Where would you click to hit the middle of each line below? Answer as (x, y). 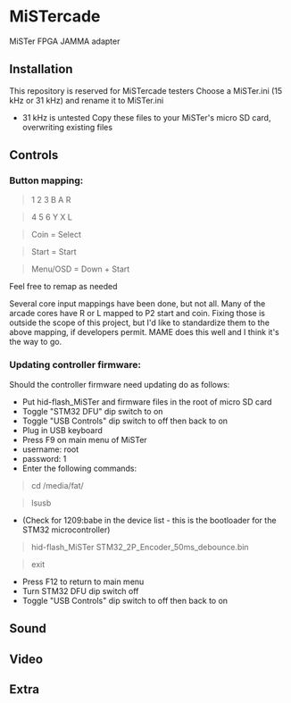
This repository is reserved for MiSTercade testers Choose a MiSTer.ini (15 (146, 90)
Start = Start (54, 252)
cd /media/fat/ (58, 485)
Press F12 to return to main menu (83, 582)
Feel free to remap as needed (63, 287)
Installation (41, 69)
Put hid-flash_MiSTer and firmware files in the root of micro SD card (147, 402)
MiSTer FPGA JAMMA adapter (65, 41)
